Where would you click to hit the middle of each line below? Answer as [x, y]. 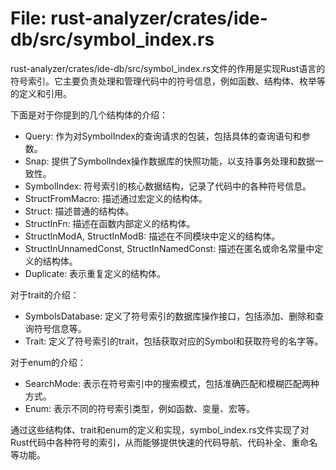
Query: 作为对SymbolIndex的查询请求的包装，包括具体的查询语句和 [163, 136]
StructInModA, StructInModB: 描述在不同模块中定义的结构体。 [152, 236]
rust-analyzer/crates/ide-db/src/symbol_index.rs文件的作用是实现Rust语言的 [168, 68]
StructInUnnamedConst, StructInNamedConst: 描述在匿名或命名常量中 [169, 248]
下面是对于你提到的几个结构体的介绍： [89, 114]
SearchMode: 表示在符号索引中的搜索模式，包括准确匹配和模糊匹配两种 [172, 383]
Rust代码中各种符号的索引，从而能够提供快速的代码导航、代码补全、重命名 [164, 442]
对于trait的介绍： [45, 294]
